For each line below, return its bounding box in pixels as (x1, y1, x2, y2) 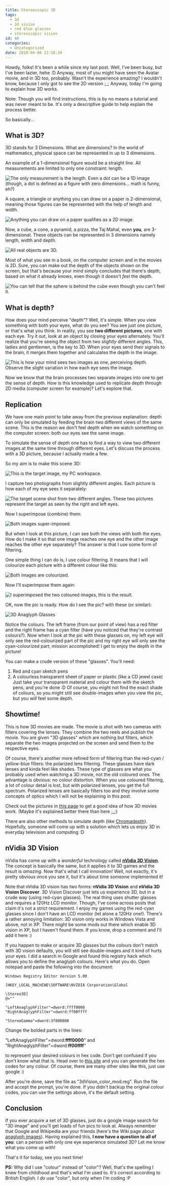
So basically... (5, 116, 35, 122)
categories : (5, 41, 30, 46)
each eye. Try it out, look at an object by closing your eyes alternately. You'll (5, 333, 164, 339)
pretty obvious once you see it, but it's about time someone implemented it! (5, 874, 163, 880)
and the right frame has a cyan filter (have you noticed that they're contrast (5, 626, 163, 632)
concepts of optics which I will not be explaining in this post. (5, 793, 131, 799)
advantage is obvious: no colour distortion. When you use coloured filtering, (5, 777, 164, 783)
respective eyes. (5, 745, 40, 751)
